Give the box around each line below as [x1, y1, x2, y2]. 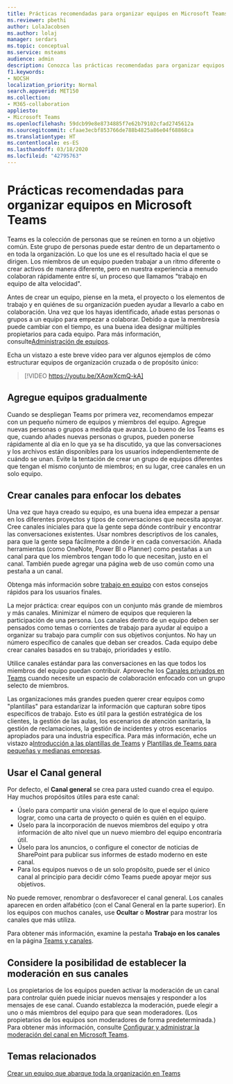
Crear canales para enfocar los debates [7, 490, 182, 502]
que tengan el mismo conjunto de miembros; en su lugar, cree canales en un [7, 462, 225, 470]
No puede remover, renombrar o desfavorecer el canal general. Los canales [7, 893, 224, 902]
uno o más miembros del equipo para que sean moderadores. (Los [7, 1008, 198, 1017]
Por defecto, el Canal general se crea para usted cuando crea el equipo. [7, 786, 214, 794]
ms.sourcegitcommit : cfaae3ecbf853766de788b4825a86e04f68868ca [7, 127, 194, 134]
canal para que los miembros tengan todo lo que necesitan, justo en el [7, 552, 208, 561]
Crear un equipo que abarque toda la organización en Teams [7, 1069, 181, 1077]
